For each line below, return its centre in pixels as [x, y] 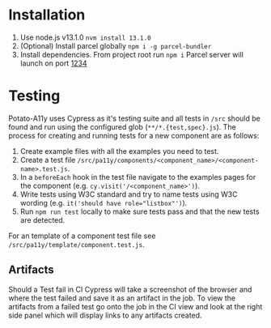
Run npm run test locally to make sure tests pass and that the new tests [140, 211]
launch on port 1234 [53, 63]
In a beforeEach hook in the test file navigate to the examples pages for [138, 177]
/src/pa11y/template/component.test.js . [76, 244]
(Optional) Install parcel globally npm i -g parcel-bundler [116, 45]
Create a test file [48, 160]
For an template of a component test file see [82, 236]
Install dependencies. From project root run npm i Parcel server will [132, 54]
